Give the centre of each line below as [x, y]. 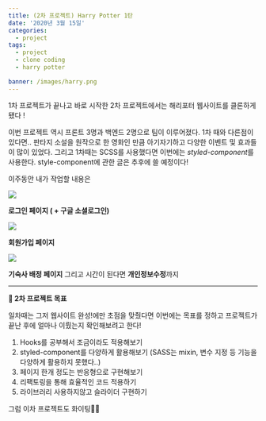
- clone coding [40, 60]
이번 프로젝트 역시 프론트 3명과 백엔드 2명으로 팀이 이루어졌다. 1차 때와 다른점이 [131, 132]
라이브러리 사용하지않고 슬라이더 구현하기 [84, 392]
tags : [17, 45]
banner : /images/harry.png [53, 81]
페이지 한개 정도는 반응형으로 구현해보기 [81, 372]
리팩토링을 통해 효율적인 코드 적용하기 [78, 381]
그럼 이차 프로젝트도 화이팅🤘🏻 [54, 408]
